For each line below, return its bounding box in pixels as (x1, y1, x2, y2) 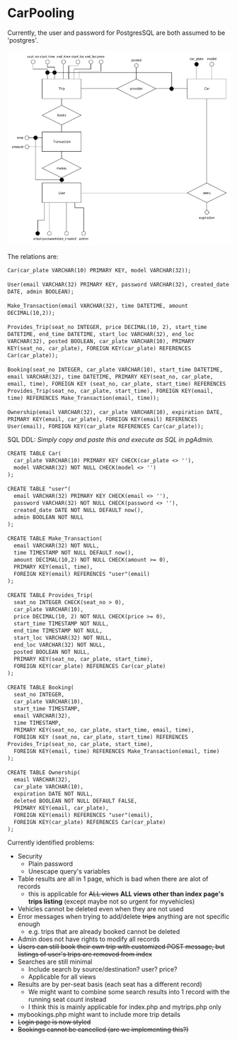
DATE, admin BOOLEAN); (7, 288, 74, 295)
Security (17, 852, 42, 860)
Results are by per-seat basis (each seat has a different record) (17, 980, 203, 989)
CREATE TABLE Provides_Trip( (7, 591, 93, 599)
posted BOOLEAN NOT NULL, (13, 648, 91, 655)
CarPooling (7, 5, 75, 21)
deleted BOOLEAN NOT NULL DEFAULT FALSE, (13, 797, 138, 804)
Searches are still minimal (17, 957, 93, 966)
